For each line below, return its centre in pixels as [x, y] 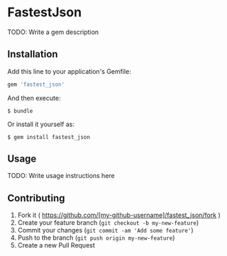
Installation [33, 54]
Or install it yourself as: [41, 124]
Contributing [36, 198]
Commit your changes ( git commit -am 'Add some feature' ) [105, 230]
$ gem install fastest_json [49, 137]
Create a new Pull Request [56, 245]
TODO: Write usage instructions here [61, 176]
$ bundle [20, 111]
